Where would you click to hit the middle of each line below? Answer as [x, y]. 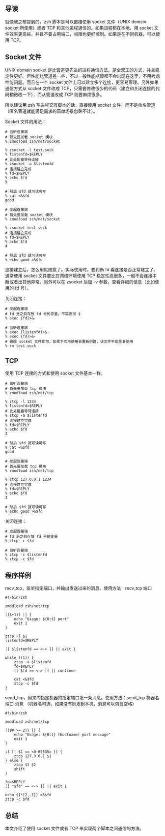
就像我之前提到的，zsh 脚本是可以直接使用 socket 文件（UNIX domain [76, 22]
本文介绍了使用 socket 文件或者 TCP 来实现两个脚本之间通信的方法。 [74, 829]
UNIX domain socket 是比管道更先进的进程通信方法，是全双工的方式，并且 [80, 70]
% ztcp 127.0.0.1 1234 [28, 480]
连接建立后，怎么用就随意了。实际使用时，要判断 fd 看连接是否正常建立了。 [82, 269]
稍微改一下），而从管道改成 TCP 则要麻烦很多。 [57, 94]
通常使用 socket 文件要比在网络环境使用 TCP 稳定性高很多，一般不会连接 [79, 276]
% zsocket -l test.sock [29, 150]
